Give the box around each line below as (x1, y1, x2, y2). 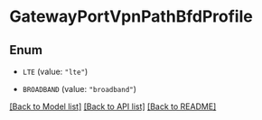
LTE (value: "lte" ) (22, 66, 89, 77)
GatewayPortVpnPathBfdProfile (9, 6, 253, 27)
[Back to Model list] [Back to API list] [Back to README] (9, 101, 217, 112)
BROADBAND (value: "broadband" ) (22, 84, 137, 94)
